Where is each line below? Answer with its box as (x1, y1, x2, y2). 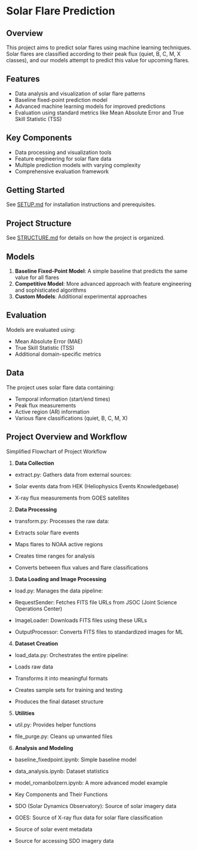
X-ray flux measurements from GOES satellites (14, 494, 130, 501)
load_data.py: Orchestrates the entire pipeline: (14, 651, 129, 658)
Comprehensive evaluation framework (14, 168, 109, 175)
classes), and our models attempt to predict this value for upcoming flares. (6, 57, 190, 63)
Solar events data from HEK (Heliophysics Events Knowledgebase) (14, 482, 179, 489)
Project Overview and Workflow (6, 432, 127, 442)
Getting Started (6, 185, 65, 195)
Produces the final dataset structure (14, 698, 104, 705)
